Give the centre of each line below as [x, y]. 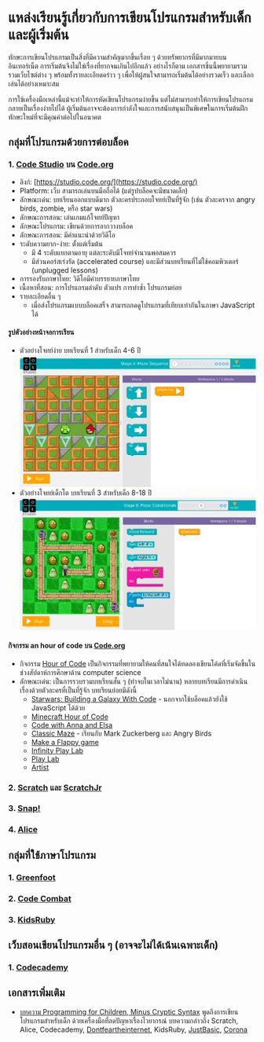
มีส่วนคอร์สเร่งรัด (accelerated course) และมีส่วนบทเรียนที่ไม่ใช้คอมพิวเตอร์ [135, 261]
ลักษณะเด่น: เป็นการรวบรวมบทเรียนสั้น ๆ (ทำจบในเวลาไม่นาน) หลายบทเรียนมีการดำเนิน [134, 681]
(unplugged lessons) [64, 270]
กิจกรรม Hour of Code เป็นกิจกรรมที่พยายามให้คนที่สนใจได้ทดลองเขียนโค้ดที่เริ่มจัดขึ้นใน [137, 663]
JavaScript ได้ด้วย [58, 707]
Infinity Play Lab [57, 750]
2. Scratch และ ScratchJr [55, 787]
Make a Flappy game [65, 742]
